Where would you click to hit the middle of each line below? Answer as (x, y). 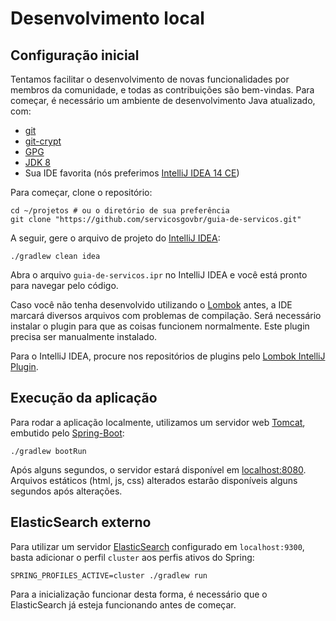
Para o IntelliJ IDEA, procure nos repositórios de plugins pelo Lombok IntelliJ (168, 356)
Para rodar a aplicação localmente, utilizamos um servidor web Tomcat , (158, 422)
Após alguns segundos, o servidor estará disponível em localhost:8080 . (158, 469)
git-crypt (43, 141)
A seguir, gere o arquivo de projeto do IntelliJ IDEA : (115, 238)
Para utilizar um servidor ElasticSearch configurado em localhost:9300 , (157, 546)
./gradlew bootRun (48, 451)
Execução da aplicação (84, 398)
